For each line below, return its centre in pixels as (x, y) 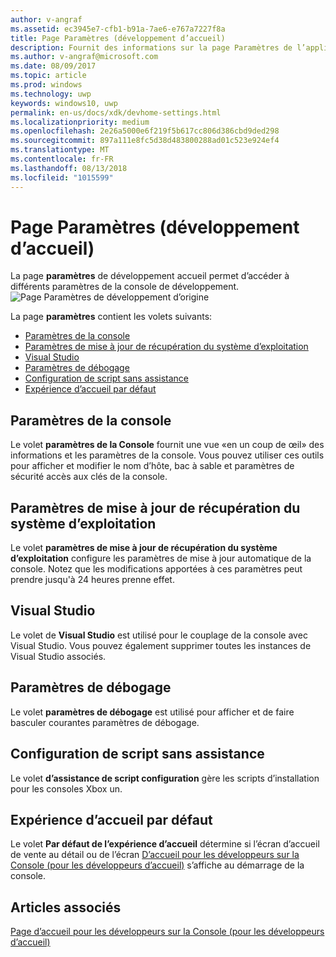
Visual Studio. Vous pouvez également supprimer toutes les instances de (161, 645)
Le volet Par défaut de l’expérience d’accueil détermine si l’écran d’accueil (165, 844)
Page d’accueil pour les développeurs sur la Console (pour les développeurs (167, 932)
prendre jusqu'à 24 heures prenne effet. (92, 580)
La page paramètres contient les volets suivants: (111, 317)
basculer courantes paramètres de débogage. (105, 722)
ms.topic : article (48, 76)
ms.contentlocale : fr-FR (62, 159)
